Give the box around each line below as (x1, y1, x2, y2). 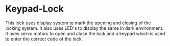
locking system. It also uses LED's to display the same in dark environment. (5, 25, 164, 31)
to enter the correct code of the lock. (5, 36, 83, 42)
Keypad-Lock (5, 3, 64, 15)
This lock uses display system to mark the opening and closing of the (5, 20, 151, 26)
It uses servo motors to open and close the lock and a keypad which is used (5, 30, 165, 36)
